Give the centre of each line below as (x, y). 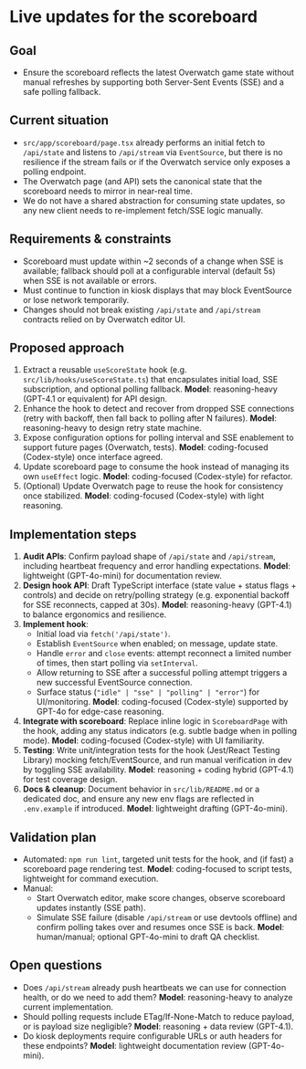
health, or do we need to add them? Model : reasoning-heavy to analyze (158, 997)
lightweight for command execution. (90, 879)
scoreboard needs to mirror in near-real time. (108, 191)
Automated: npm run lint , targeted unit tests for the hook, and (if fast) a (158, 859)
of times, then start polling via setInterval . (117, 663)
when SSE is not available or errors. (90, 280)
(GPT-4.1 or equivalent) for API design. (95, 399)
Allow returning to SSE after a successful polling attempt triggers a (162, 673)
